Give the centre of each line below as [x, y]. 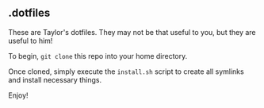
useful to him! [31, 40]
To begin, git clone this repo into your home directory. [98, 56]
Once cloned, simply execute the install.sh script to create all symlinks [126, 71]
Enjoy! [19, 95]
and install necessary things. [55, 79]
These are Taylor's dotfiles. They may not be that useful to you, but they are [132, 32]
